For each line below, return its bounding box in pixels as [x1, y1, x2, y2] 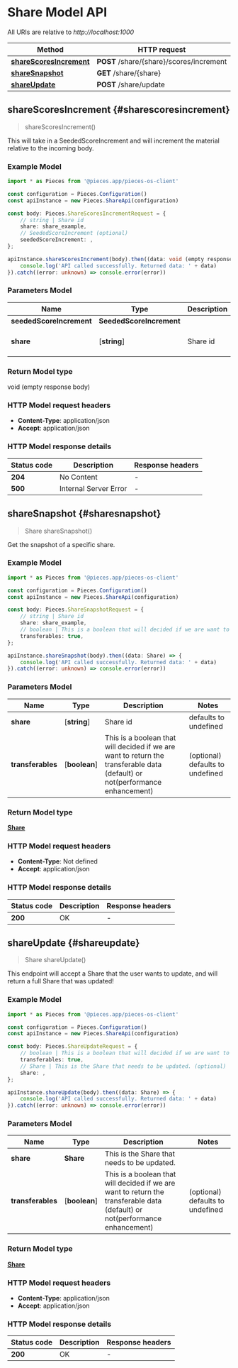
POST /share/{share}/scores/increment [96, 56, 227, 66]
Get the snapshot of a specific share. [7, 540, 115, 548]
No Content [59, 472, 98, 482]
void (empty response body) [7, 382, 91, 391]
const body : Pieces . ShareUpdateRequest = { [7, 1043, 138, 1050]
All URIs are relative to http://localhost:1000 [7, 28, 135, 36]
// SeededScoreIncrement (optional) [20, 230, 129, 237]
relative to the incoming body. [7, 143, 94, 153]
